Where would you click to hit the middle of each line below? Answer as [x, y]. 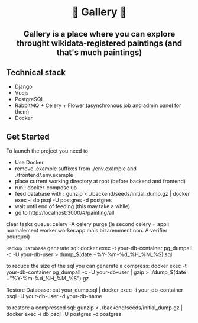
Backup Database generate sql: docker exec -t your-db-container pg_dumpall [99, 248]
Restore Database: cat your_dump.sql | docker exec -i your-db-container [95, 290]
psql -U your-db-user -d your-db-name [54, 296]
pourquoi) [18, 237]
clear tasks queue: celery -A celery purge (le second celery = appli [88, 224]
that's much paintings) [99, 52]
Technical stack [36, 72]
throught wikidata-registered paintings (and [99, 43]
